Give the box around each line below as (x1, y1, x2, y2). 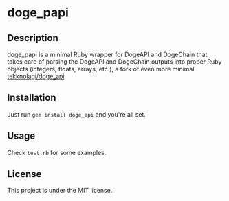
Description (7, 32, 58, 44)
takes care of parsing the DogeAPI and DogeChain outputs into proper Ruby (7, 58, 222, 66)
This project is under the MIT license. (7, 187, 113, 195)
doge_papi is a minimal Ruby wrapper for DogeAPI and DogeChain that (7, 50, 208, 58)
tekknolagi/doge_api (7, 72, 65, 80)
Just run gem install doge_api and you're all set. (7, 110, 146, 118)
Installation (7, 92, 56, 104)
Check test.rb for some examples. (7, 148, 107, 156)
